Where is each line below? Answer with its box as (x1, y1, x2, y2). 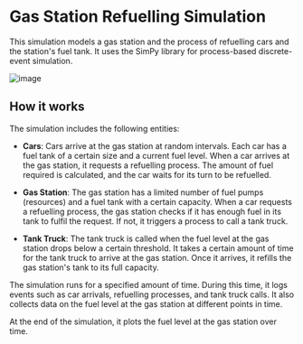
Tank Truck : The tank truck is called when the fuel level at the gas (22, 233, 270, 244)
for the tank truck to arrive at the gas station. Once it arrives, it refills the (22, 252, 292, 263)
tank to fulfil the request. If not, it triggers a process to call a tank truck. (22, 215, 289, 227)
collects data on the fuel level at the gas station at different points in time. (9, 298, 283, 309)
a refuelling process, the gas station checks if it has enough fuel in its (22, 206, 282, 217)
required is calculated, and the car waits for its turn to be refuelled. (22, 169, 271, 180)
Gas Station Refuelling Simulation (9, 6, 267, 27)
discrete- (258, 45, 293, 56)
